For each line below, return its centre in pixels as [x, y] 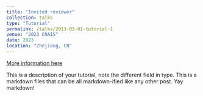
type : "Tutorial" [28, 23]
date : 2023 [20, 40]
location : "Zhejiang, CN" [39, 46]
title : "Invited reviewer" [41, 12]
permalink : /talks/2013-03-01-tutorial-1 [60, 29]
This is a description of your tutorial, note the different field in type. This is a [101, 75]
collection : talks [30, 18]
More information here [34, 63]
